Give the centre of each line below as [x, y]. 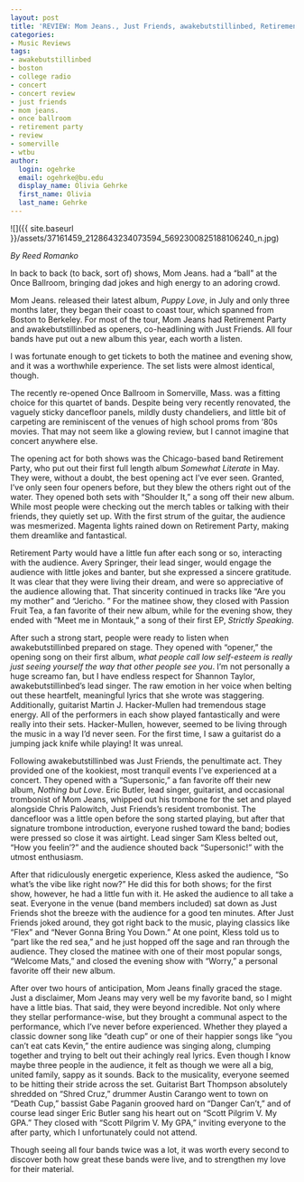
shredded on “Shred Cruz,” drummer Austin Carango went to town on [139, 1093]
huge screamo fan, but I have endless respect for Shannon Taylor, [133, 676]
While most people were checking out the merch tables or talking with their [150, 506]
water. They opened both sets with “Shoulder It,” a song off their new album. [152, 496]
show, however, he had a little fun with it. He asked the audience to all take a [152, 894]
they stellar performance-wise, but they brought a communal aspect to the [149, 1017]
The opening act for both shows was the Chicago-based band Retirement [147, 459]
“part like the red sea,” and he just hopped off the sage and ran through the [150, 941]
